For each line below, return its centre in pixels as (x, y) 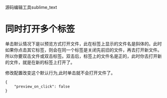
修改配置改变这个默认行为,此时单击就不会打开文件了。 (60, 73)
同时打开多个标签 (40, 29)
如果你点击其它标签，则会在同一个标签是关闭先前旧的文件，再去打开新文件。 (83, 50)
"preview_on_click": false (42, 86)
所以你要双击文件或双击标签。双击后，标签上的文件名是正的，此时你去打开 (81, 56)
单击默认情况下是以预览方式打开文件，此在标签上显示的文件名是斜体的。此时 (83, 44)
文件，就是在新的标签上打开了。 (42, 62)
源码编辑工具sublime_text (31, 7)
